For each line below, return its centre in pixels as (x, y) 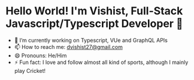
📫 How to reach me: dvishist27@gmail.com (69, 47)
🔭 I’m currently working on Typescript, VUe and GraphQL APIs (91, 40)
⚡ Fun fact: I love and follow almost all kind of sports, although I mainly (101, 62)
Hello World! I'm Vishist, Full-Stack (94, 11)
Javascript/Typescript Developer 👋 (94, 24)
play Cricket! (30, 70)
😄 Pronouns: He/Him (40, 56)
